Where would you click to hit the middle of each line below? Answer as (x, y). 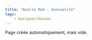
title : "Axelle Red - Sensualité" (40, 10)
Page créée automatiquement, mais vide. (46, 33)
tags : (11, 14)
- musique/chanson (33, 19)
